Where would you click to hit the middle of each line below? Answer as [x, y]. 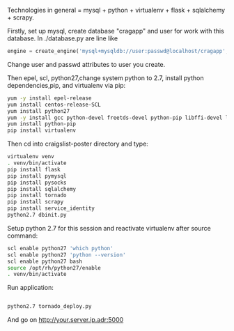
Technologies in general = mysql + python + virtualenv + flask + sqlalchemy [116, 10]
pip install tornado [37, 195]
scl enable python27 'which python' [60, 248]
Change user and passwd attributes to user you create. [86, 64]
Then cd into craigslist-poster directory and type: [78, 144]
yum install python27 [39, 111]
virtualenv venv [31, 157]
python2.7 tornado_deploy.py [49, 307]
